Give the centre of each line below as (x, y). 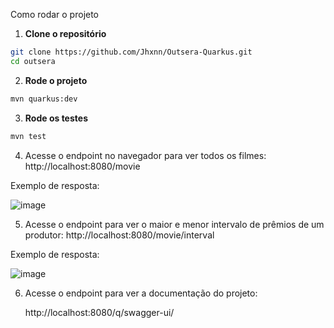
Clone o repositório (65, 33)
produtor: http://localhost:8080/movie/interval (119, 235)
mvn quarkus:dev (44, 99)
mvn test (28, 136)
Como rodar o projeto (55, 14)
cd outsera (33, 61)
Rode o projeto (56, 80)
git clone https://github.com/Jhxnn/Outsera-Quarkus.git (131, 52)
